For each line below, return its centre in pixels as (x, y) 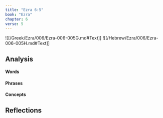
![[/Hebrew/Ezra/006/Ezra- (130, 38)
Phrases (14, 83)
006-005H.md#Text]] (28, 43)
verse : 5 (14, 24)
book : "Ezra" (19, 14)
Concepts (16, 94)
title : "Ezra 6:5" (24, 10)
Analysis (19, 59)
